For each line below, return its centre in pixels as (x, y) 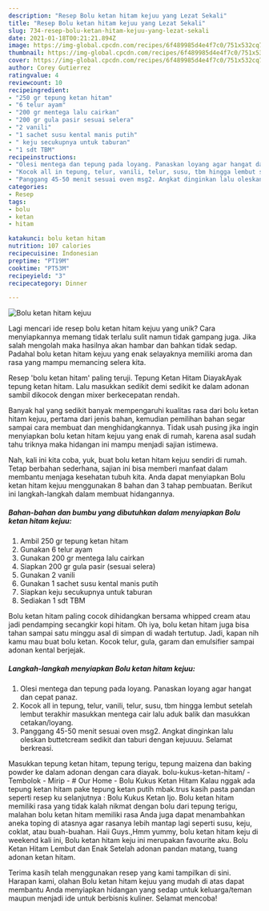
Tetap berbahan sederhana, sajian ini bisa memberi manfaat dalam (118, 468)
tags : (17, 202)
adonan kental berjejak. (47, 650)
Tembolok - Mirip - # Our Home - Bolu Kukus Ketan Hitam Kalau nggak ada (132, 781)
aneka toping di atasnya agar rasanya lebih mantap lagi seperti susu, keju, (130, 823)
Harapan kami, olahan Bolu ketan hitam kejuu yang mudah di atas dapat (126, 881)
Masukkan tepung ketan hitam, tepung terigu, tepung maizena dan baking (130, 764)
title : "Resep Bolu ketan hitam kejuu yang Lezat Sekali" (107, 23)
